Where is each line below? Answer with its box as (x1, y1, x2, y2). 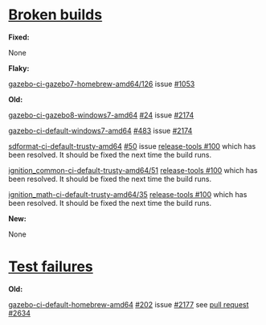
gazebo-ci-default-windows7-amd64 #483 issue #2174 (8, 125, 193, 135)
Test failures (8, 257, 94, 276)
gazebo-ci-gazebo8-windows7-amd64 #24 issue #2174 (8, 110, 194, 120)
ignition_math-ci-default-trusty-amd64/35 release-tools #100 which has (8, 189, 248, 199)
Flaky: (8, 63, 30, 73)
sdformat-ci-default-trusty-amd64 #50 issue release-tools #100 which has (8, 141, 256, 150)
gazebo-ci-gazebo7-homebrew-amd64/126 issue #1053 (8, 79, 195, 88)
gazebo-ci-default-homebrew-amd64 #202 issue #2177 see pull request (8, 299, 249, 309)
